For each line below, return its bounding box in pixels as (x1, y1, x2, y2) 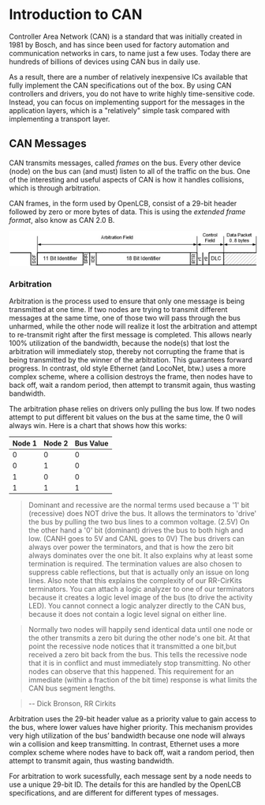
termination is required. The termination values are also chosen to (28, 559, 243, 569)
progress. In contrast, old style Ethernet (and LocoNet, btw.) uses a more (9, 363, 247, 373)
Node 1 (12, 438, 38, 448)
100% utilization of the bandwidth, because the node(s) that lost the (9, 338, 230, 348)
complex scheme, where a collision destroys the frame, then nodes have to (9, 372, 253, 382)
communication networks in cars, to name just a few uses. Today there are (9, 48, 252, 58)
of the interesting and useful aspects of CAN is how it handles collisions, (9, 175, 244, 184)
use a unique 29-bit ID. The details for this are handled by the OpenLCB (9, 780, 241, 789)
